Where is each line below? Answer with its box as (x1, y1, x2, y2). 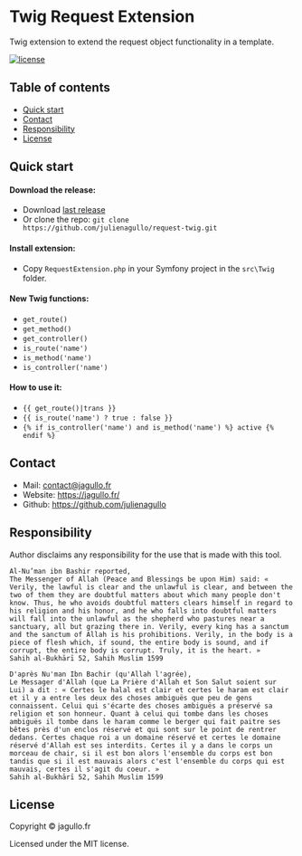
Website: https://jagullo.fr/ (22, 489, 120, 499)
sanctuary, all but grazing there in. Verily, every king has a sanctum (9, 622, 289, 631)
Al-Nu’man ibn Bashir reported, (9, 566, 131, 575)
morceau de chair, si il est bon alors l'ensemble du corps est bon (9, 748, 273, 757)
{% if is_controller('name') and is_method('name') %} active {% (22, 423, 274, 432)
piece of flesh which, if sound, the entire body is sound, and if (9, 638, 269, 647)
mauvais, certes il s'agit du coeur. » (9, 765, 160, 774)
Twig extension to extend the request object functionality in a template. (9, 36, 274, 47)
